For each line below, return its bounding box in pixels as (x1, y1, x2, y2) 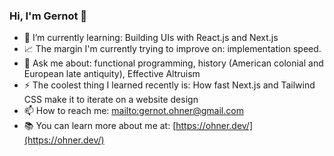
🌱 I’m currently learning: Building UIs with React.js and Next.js (23, 32, 279, 44)
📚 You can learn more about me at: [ (23, 120, 177, 132)
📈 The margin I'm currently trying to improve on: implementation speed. (23, 43, 322, 55)
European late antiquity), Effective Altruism (23, 68, 201, 80)
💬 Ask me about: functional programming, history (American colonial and (23, 57, 324, 69)
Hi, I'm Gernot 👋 (9, 9, 88, 23)
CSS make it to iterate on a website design (23, 94, 199, 106)
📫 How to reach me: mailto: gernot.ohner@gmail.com (23, 105, 244, 117)
